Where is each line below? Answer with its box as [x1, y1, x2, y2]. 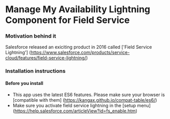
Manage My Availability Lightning [5, 4, 151, 15]
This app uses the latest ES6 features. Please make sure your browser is [12, 92, 165, 98]
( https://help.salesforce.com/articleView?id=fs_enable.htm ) [12, 108, 138, 114]
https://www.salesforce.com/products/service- [30, 49, 130, 55]
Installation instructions [5, 68, 66, 75]
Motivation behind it [5, 33, 56, 40]
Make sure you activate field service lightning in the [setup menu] [12, 102, 151, 108]
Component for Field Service [5, 14, 130, 26]
